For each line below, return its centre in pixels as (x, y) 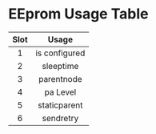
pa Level (60, 91)
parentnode (60, 79)
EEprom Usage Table (78, 14)
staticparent (60, 105)
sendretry (60, 118)
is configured (60, 53)
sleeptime (60, 66)
